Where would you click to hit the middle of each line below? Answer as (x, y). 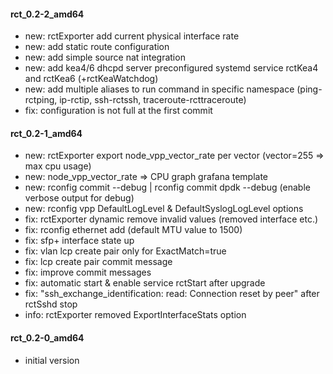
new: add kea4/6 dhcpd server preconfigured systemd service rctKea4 (171, 68)
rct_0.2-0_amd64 (47, 338)
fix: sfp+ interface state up (79, 241)
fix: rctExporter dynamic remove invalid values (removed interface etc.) (171, 219)
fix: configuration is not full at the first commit (118, 111)
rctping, (41, 100)
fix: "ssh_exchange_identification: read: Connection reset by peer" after (172, 294)
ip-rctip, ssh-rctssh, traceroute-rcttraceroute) (153, 100)
